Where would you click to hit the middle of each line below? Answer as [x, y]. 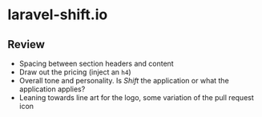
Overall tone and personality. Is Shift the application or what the [124, 81]
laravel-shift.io [58, 15]
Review [26, 44]
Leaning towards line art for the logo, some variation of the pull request [136, 97]
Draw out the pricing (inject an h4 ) [75, 72]
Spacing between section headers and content [96, 63]
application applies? [52, 89]
